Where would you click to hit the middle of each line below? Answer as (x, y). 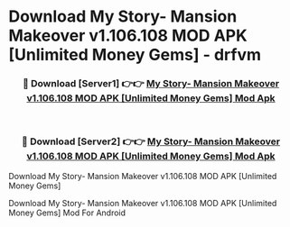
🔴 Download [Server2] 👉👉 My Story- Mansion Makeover (151, 141)
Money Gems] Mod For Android (67, 213)
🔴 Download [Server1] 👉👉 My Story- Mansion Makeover (151, 84)
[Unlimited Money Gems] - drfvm (135, 55)
